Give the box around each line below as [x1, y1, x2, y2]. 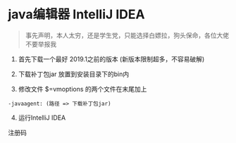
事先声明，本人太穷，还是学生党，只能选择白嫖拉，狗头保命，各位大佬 [25, 31, 230, 39]
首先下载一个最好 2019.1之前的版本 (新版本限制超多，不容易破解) [18, 54, 205, 63]
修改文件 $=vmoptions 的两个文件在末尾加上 [18, 85, 147, 93]
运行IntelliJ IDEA [18, 113, 66, 122]
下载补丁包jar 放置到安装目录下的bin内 [18, 70, 130, 78]
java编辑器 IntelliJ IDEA [8, 6, 145, 23]
